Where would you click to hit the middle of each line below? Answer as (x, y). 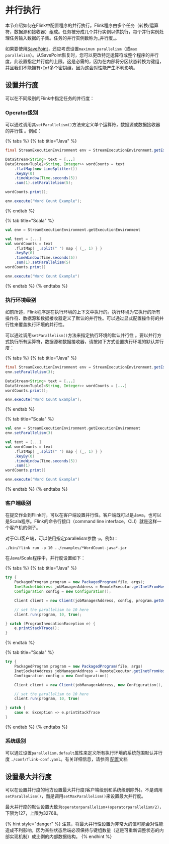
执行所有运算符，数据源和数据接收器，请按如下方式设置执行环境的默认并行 (87, 342)
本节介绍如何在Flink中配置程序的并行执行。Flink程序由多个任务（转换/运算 (82, 25)
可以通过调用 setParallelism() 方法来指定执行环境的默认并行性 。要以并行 (81, 335)
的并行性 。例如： (23, 131)
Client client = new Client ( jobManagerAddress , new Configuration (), (89, 685)
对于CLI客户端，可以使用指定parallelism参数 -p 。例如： (62, 538)
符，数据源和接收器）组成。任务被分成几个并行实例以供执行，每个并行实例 (82, 31)
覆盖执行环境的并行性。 (43, 324)
